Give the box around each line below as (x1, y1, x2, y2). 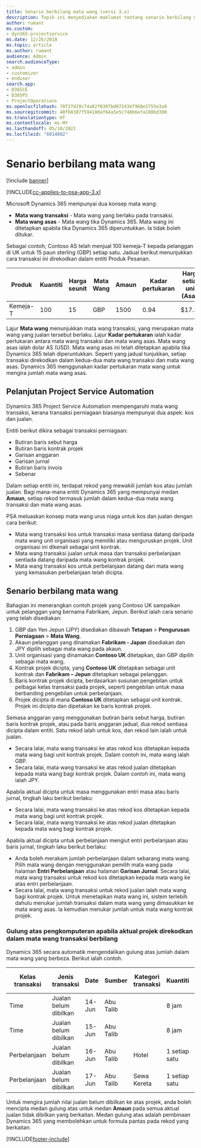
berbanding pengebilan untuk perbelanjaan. (14, 690, 123, 697)
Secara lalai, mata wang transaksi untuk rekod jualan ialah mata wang (14, 887, 187, 894)
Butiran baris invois (14, 464, 63, 471)
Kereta (133, 1079, 152, 1088)
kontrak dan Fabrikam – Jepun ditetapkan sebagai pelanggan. (14, 671, 169, 678)
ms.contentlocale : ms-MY (6, 120, 68, 126)
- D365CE (6, 87, 28, 93)
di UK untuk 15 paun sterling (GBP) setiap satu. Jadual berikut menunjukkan (6, 249, 193, 256)
